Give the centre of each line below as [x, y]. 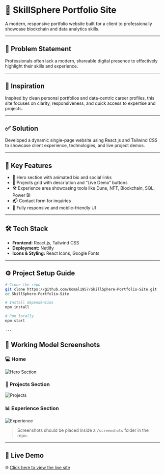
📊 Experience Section [32, 408]
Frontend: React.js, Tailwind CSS [46, 243]
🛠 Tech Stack [27, 228]
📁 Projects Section [27, 385]
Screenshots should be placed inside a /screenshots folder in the [83, 430]
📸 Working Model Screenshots [53, 345]
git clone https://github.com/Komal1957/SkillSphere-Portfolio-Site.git [81, 289]
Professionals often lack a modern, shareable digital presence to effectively [82, 60]
